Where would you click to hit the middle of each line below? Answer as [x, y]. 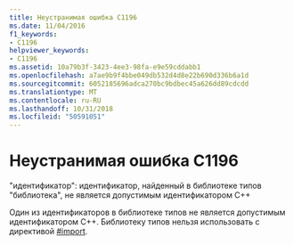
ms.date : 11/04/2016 [48, 26]
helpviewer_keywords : [49, 51]
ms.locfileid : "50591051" [57, 117]
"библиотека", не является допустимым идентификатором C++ [130, 195]
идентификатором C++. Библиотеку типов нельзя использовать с [135, 222]
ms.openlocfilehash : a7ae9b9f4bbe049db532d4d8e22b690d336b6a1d [129, 76]
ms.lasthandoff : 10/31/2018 [61, 109]
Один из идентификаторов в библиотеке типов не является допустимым [147, 212]
